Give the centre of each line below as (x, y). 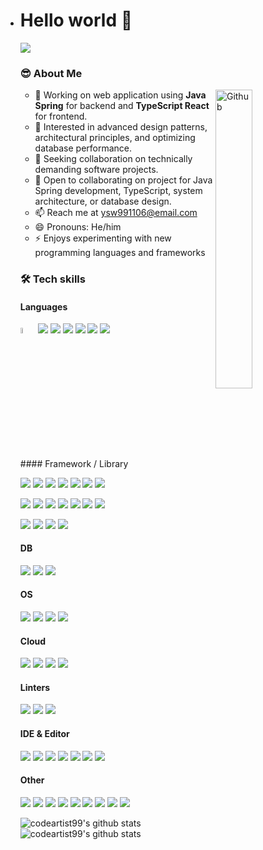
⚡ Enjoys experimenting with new (103, 238)
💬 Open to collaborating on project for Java (123, 180)
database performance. (83, 148)
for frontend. (61, 116)
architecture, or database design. (103, 201)
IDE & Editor (44, 734)
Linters (35, 687)
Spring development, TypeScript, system (118, 191)
